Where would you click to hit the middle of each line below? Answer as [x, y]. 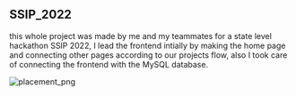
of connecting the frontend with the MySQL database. [109, 64]
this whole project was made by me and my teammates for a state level [140, 36]
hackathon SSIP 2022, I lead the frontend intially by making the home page [148, 45]
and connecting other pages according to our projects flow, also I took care [148, 55]
